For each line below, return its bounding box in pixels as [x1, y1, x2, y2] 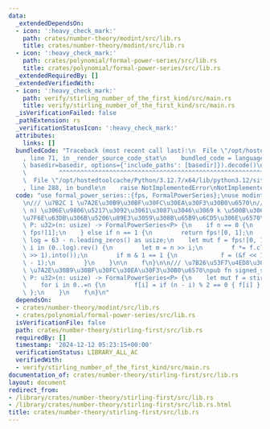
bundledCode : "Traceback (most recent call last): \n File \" [15, 146, 228, 155]
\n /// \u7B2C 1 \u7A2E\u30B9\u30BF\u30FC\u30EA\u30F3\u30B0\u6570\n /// [22, 199, 268, 207]
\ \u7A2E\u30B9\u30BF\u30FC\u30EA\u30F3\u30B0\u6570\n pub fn [22, 266, 231, 274]
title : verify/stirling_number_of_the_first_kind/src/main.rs [22, 101, 235, 109]
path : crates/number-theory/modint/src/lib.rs [22, 34, 182, 43]
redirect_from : [8, 386, 59, 394]
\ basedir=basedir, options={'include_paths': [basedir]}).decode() [22, 162, 257, 170]
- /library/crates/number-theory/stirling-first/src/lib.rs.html [8, 401, 231, 409]
